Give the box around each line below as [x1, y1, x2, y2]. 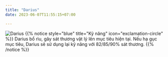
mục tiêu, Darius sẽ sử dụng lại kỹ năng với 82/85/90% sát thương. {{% [5, 41, 154, 47]
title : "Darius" [5, 7, 39, 13]
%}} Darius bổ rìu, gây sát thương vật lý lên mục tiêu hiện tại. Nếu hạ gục [5, 36, 157, 42]
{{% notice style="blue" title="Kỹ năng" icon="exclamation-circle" [25, 30, 163, 36]
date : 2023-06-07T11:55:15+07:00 [5, 12, 76, 17]
